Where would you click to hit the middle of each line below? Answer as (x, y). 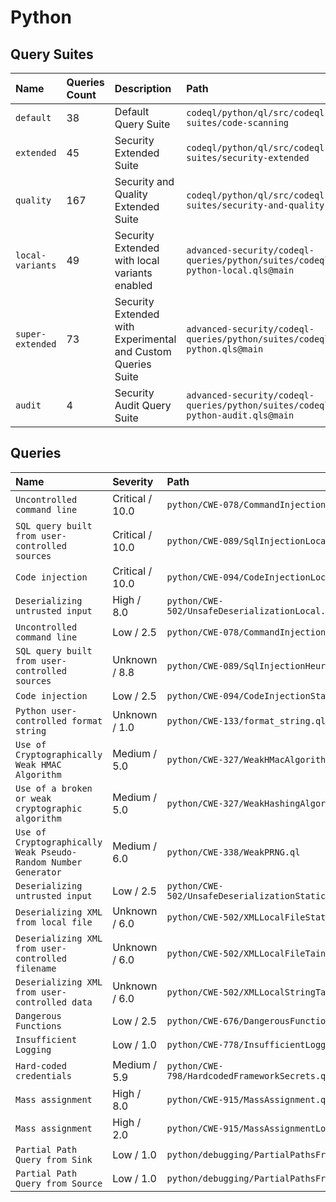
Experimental (145, 339)
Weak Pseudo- (46, 852)
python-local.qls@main (240, 270)
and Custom (143, 351)
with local (137, 260)
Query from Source (59, 1183)
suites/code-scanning (238, 122)
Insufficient (46, 1039)
